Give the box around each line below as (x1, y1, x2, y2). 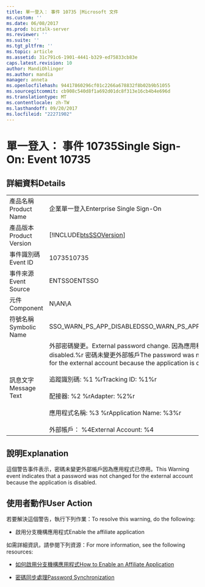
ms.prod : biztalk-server (6, 26, 70, 32)
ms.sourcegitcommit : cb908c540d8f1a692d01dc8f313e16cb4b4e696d (6, 88, 171, 94)
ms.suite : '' (6, 37, 40, 43)
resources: (6, 548, 34, 555)
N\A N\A (49, 299, 72, 308)
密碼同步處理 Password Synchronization (15, 574, 115, 581)
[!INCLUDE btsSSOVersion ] (49, 231, 126, 240)
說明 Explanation (6, 448, 69, 458)
